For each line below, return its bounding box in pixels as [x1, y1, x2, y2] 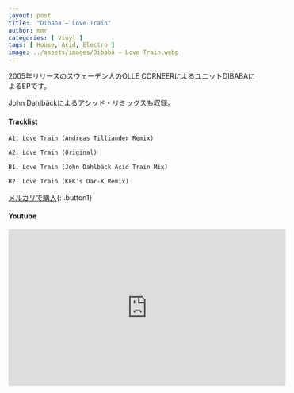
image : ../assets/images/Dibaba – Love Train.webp [8, 48, 179, 56]
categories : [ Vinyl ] [8, 33, 83, 42]
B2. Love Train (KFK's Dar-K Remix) [8, 177, 129, 185]
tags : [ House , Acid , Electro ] [8, 41, 115, 49]
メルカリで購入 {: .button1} [8, 192, 93, 202]
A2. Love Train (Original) [8, 148, 97, 157]
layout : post [8, 11, 52, 20]
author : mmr [8, 26, 48, 34]
